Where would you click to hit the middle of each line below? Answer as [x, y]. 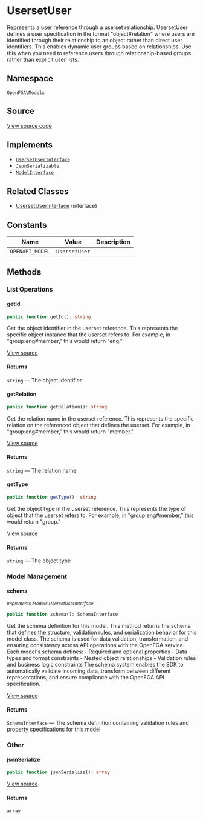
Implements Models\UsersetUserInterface [50, 604]
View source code [29, 125]
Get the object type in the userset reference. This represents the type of [97, 508]
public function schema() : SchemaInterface [63, 615]
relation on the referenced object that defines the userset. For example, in [99, 425]
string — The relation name [42, 470]
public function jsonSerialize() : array [59, 772]
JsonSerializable [37, 166]
